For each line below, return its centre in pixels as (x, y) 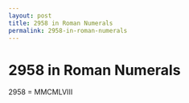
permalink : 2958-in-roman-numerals (68, 30)
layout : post (30, 16)
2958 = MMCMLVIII (41, 92)
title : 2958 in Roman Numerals (61, 23)
